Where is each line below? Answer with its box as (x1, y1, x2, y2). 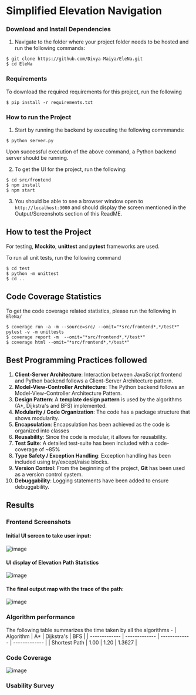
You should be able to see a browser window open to (14, 198, 144, 205)
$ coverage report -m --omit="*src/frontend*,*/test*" (6, 334, 146, 340)
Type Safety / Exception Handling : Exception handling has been (14, 452, 171, 459)
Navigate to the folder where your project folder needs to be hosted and (14, 38, 189, 45)
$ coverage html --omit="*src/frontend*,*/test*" (6, 339, 130, 345)
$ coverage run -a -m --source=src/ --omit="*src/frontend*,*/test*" (6, 324, 180, 330)
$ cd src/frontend (6, 177, 51, 183)
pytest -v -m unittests (6, 329, 65, 335)
